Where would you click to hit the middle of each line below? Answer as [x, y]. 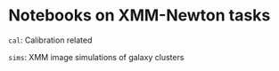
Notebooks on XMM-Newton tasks [139, 16]
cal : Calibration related [50, 40]
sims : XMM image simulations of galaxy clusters [96, 57]
